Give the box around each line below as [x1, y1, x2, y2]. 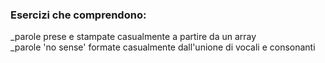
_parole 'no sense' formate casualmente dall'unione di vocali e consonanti [10, 41, 316, 53]
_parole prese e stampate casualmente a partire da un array [10, 31, 257, 43]
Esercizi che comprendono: [10, 8, 147, 22]
